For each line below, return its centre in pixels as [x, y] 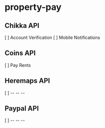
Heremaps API [27, 81]
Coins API [20, 53]
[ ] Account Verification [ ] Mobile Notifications [52, 37]
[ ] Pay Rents [18, 65]
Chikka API [22, 26]
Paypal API [22, 109]
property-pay [33, 7]
